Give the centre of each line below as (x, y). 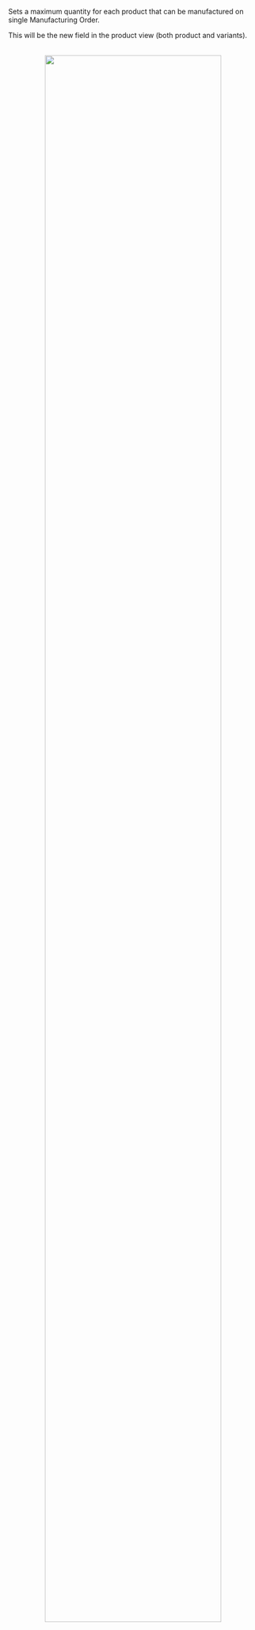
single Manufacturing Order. (54, 20)
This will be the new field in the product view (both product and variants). (128, 35)
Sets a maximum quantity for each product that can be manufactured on (126, 12)
